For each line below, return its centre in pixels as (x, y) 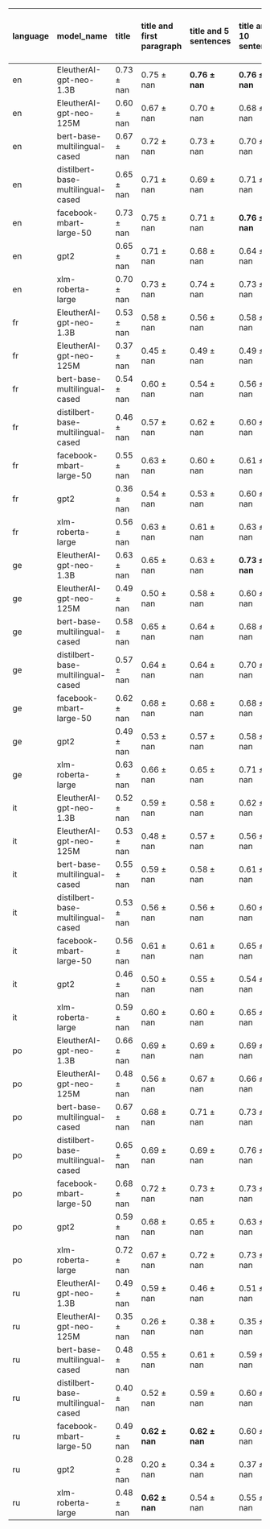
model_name (82, 36)
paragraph (162, 46)
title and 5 (210, 31)
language (31, 36)
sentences (211, 41)
